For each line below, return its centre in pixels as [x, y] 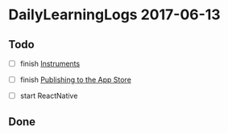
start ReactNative [49, 96]
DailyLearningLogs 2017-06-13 [114, 15]
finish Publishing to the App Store [75, 80]
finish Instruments [50, 63]
